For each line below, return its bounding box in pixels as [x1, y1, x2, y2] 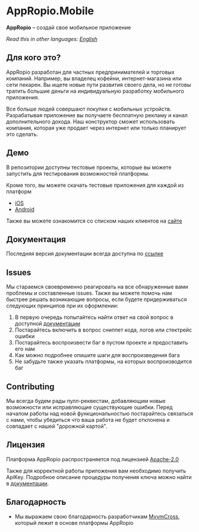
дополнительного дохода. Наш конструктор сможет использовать [6, 118, 175, 125]
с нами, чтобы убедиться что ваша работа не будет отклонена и [6, 417, 170, 423]
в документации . [6, 480, 49, 487]
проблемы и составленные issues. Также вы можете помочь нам [6, 290, 172, 297]
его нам [14, 345, 36, 352]
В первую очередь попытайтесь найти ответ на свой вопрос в [14, 314, 173, 321]
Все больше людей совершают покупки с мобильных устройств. [6, 105, 172, 112]
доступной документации [14, 320, 80, 327]
